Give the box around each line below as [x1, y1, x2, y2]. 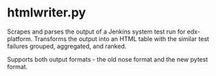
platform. [7, 34, 33, 42]
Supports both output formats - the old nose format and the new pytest [7, 55, 208, 63]
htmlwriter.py [7, 5, 86, 21]
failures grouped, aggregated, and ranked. [7, 42, 127, 50]
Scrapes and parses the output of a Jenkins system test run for [7, 27, 186, 36]
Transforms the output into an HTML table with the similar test [34, 34, 209, 42]
